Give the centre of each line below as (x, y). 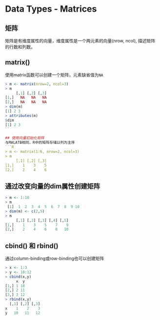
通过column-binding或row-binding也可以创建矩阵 (55, 259)
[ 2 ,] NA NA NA (26, 102)
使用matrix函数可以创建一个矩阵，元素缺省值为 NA (54, 75)
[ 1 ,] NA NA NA (26, 98)
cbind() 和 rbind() (32, 246)
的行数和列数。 (20, 47)
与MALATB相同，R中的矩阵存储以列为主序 (40, 143)
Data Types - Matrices (51, 9)
